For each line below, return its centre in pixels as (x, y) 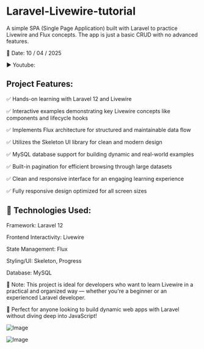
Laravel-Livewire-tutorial (71, 11)
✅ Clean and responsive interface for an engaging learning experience (95, 178)
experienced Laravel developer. (46, 297)
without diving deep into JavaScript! (52, 315)
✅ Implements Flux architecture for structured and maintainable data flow (99, 130)
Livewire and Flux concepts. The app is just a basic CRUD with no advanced (102, 34)
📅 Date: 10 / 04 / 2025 (34, 53)
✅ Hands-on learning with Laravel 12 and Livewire (69, 98)
